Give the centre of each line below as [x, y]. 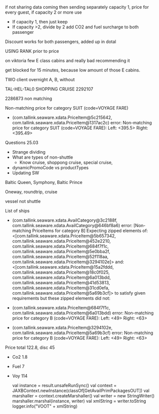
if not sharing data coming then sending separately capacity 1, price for [77, 7]
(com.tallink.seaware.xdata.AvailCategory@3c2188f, [65, 220]
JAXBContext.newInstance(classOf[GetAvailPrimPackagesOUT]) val [81, 391]
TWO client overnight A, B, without [40, 80]
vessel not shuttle [23, 201]
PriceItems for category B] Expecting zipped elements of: [90, 230]
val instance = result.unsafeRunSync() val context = [64, 385]
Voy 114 [20, 376]
